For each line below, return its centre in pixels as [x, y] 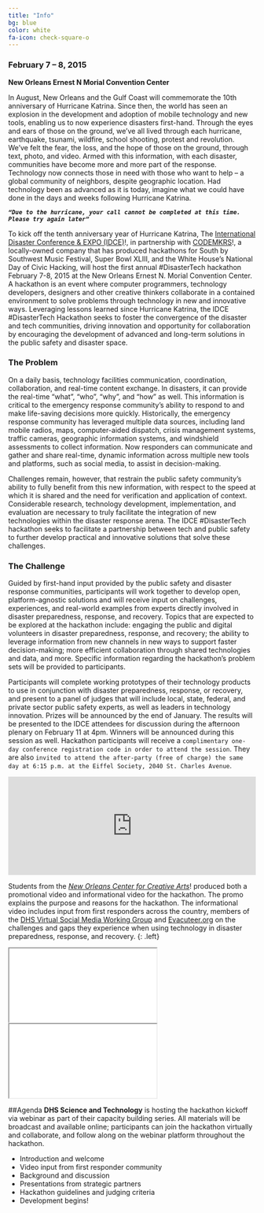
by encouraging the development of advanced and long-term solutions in [126, 334]
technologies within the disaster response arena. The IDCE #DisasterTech [127, 520]
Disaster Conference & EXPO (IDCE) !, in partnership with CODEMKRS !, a [125, 242]
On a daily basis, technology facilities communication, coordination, [117, 379]
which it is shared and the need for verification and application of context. [128, 495]
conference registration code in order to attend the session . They [136, 749]
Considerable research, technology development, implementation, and [122, 504]
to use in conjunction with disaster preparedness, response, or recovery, [126, 690]
